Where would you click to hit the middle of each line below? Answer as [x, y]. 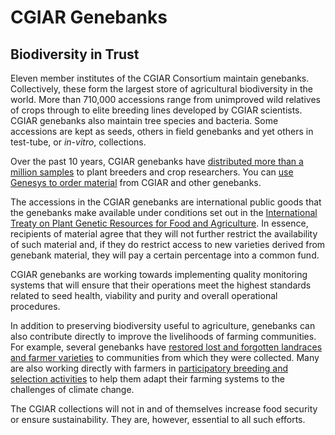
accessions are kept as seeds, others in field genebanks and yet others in [162, 131]
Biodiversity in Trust [75, 54]
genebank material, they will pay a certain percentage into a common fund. [165, 255]
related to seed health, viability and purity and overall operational [144, 295]
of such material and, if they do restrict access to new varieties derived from [168, 244]
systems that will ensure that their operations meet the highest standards [161, 285]
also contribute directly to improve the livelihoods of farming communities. [163, 336]
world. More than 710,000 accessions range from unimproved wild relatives [165, 99]
